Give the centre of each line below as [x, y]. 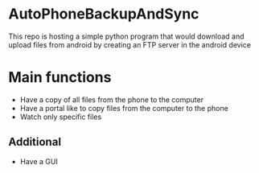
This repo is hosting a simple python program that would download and [126, 36]
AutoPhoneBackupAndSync [104, 14]
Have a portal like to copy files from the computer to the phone [124, 108]
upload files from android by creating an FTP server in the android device [130, 44]
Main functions [60, 78]
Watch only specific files [61, 117]
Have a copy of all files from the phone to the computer [111, 99]
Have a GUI [39, 161]
